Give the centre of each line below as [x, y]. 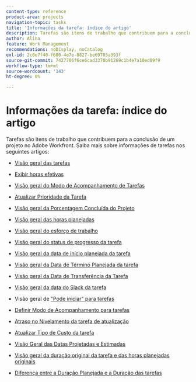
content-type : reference [36, 11]
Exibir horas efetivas [39, 174]
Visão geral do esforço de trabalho [56, 231]
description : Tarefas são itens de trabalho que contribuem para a [90, 33]
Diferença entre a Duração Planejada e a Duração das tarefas [88, 373]
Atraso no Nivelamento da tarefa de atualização [72, 321]
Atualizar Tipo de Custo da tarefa [54, 333]
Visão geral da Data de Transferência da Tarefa [71, 276]
